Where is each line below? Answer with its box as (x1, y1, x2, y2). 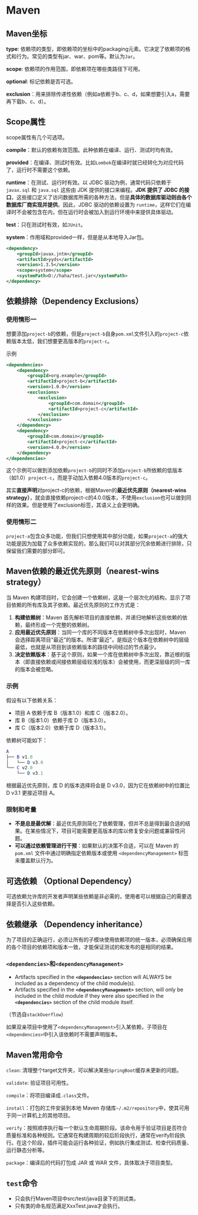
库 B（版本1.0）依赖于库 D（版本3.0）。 (14, 717, 109, 724)
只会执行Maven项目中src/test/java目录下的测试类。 (14, 1195, 139, 1202)
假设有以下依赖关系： (6, 697, 58, 704)
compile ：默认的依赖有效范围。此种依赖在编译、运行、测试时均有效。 (6, 146, 176, 153)
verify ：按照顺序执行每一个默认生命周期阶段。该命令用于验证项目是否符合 (6, 1124, 187, 1132)
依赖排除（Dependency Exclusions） (6, 297, 143, 307)
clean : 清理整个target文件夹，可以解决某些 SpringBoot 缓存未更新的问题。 (6, 1066, 182, 1074)
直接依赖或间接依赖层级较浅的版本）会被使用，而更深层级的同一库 (30, 658, 190, 666)
